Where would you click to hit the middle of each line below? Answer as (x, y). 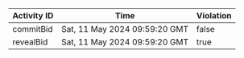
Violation (214, 15)
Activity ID (33, 15)
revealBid (30, 42)
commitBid (33, 29)
